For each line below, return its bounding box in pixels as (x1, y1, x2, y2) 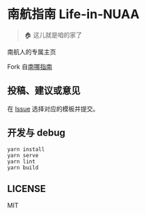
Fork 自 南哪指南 (7, 62, 53, 70)
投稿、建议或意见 (7, 85, 81, 97)
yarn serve (7, 152, 39, 159)
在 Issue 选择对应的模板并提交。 (7, 104, 99, 113)
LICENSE (7, 182, 47, 195)
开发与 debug (7, 127, 66, 139)
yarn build (7, 164, 39, 171)
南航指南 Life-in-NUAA (7, 6, 140, 22)
